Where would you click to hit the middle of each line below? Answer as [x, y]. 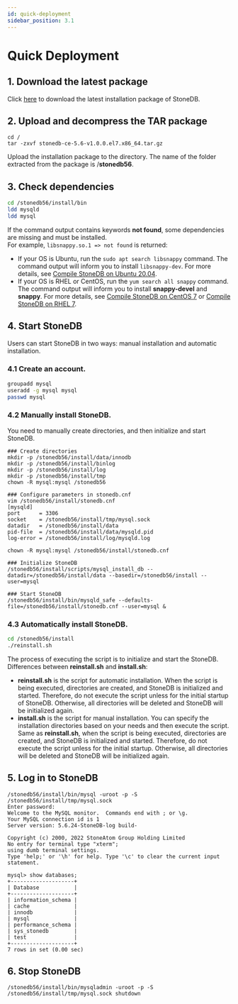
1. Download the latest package [78, 82]
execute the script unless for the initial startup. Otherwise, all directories [123, 748]
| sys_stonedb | [42, 931]
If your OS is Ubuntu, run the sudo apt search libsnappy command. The [123, 258]
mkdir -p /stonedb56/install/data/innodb [69, 457]
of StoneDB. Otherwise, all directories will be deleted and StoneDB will [120, 702]
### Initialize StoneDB [42, 563]
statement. [23, 863]
